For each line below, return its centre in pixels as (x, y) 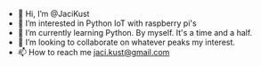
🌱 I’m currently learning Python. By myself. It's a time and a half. (135, 33)
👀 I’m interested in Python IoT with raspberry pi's (107, 23)
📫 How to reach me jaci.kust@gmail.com (94, 52)
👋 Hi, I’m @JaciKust (53, 14)
